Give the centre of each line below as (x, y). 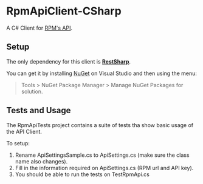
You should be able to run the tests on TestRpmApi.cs (82, 174)
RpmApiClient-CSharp (64, 11)
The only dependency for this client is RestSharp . (69, 61)
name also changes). (41, 161)
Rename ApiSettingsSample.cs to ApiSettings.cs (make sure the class (102, 155)
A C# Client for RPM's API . (40, 28)
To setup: (18, 143)
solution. (32, 91)
